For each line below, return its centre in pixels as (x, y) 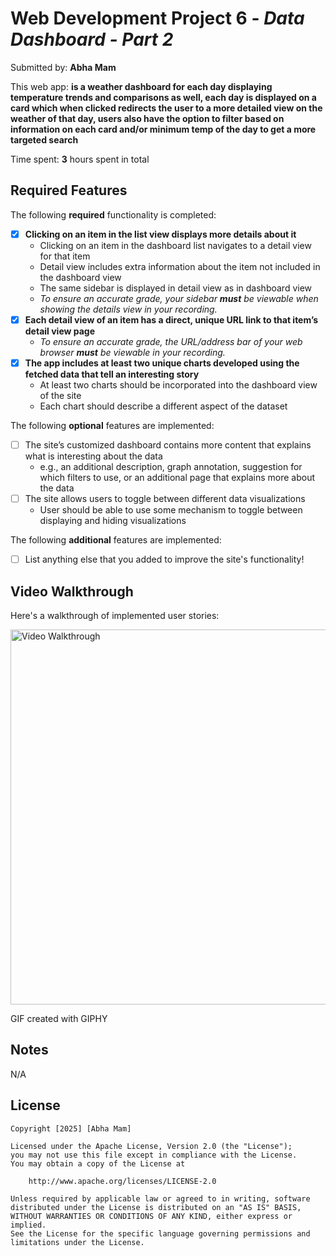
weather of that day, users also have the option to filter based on (147, 118)
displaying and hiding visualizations (113, 521)
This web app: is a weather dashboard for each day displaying (141, 86)
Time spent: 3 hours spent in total (80, 159)
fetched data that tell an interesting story (112, 374)
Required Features (69, 190)
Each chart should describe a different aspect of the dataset (163, 406)
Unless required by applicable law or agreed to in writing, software (160, 1198)
